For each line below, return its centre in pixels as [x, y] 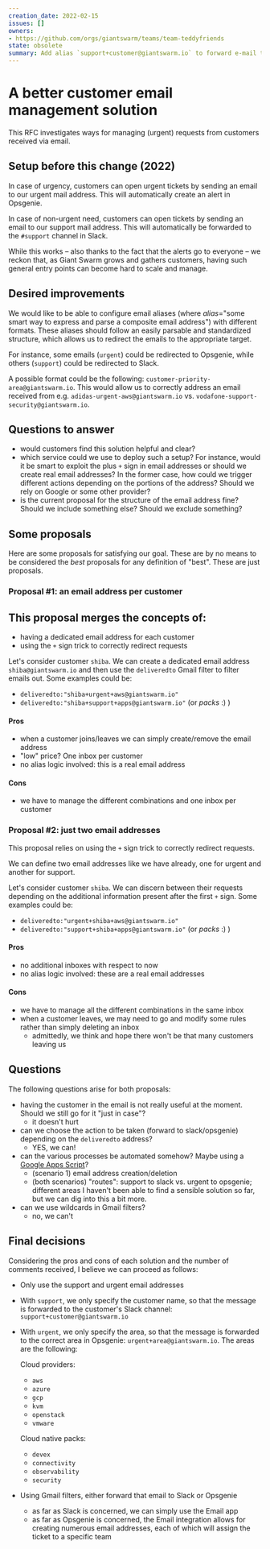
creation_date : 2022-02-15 [53, 16]
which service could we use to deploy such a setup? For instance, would [140, 458]
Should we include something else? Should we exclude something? [131, 509]
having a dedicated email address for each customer [107, 636]
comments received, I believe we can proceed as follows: [103, 1269]
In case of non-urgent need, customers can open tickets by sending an [126, 218]
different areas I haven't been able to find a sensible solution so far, [143, 1190]
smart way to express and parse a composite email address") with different [133, 321]
